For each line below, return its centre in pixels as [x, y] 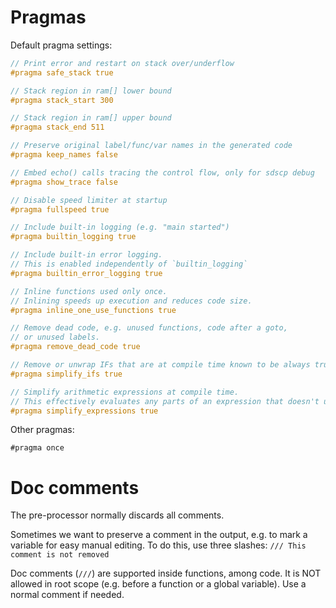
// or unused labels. [55, 337]
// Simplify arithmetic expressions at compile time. [125, 392]
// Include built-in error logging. [86, 255]
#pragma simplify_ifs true [66, 374]
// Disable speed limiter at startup [89, 200]
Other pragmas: [42, 430]
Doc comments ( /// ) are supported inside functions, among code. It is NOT [166, 573]
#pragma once [37, 448]
